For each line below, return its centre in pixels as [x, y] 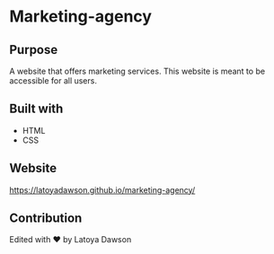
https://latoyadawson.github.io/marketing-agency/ [102, 189]
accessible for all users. [53, 81]
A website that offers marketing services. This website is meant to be [137, 71]
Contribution [46, 219]
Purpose [34, 50]
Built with [36, 109]
